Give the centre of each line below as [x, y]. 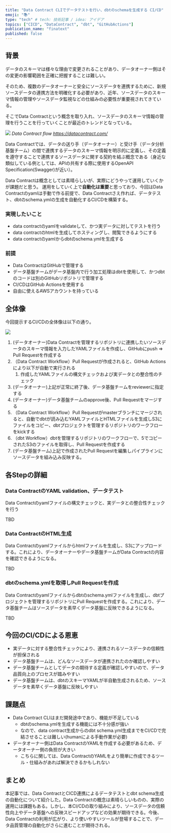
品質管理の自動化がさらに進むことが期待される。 [61, 825]
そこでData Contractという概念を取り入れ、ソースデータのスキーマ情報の [82, 116]
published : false [24, 34]
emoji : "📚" [18, 15]
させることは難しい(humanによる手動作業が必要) [76, 737]
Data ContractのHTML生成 [39, 533]
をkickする [24, 432]
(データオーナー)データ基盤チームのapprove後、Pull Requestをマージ [85, 400]
